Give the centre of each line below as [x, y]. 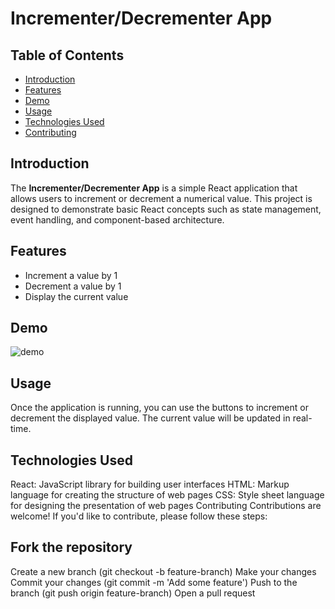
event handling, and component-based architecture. [117, 219]
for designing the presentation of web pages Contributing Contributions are [166, 506]
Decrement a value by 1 [73, 286]
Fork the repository [71, 547]
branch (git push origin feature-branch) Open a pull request [133, 593]
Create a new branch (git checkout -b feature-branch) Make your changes [163, 571]
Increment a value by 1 [71, 275]
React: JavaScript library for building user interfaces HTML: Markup [150, 484]
